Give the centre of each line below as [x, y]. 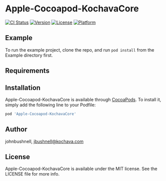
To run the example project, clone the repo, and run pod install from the [80, 50]
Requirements [27, 71]
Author [16, 129]
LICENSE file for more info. [32, 174]
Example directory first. [29, 55]
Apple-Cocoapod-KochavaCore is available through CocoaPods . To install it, [83, 99]
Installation [23, 88]
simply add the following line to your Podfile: [50, 105]
